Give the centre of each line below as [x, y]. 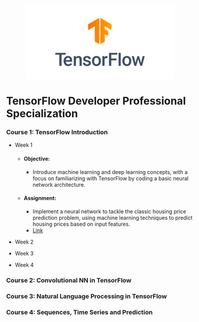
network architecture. [59, 184]
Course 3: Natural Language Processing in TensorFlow [87, 296]
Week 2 [24, 242]
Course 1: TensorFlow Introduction [57, 132]
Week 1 [23, 145]
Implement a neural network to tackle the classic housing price [109, 211]
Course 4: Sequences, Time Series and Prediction [80, 312]
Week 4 [24, 265]
